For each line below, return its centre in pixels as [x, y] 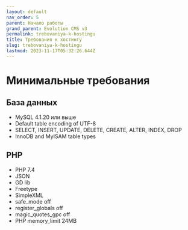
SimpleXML [29, 195]
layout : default [27, 12]
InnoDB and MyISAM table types [55, 136]
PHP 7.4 [25, 169]
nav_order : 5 [23, 17]
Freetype [26, 189]
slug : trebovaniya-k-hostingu [44, 46]
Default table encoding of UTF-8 [55, 123]
